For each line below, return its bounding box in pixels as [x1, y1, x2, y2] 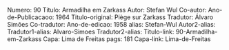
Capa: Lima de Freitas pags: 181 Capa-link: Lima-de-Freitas [43, 35, 211, 43]
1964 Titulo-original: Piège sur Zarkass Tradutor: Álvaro [55, 13, 214, 21]
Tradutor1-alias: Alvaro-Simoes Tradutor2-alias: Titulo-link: [7, 27, 175, 36]
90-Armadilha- [175, 27, 218, 36]
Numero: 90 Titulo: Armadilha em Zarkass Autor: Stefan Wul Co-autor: [7, 6, 207, 14]
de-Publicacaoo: [7, 13, 54, 21]
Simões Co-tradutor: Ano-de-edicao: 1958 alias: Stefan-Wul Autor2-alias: [7, 21, 216, 28]
